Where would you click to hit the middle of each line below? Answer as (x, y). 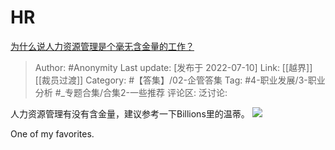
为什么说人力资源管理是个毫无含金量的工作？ (102, 46)
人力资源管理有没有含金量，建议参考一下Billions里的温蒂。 (130, 113)
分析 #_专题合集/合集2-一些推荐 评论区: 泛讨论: (131, 92)
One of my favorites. (52, 133)
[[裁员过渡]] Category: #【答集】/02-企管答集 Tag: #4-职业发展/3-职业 (180, 80)
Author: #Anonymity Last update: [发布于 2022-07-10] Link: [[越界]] (173, 67)
